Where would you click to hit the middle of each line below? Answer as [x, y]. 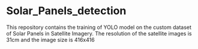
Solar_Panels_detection [66, 11]
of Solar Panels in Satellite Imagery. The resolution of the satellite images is [99, 33]
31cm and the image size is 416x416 [50, 40]
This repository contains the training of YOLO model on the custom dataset [99, 27]
